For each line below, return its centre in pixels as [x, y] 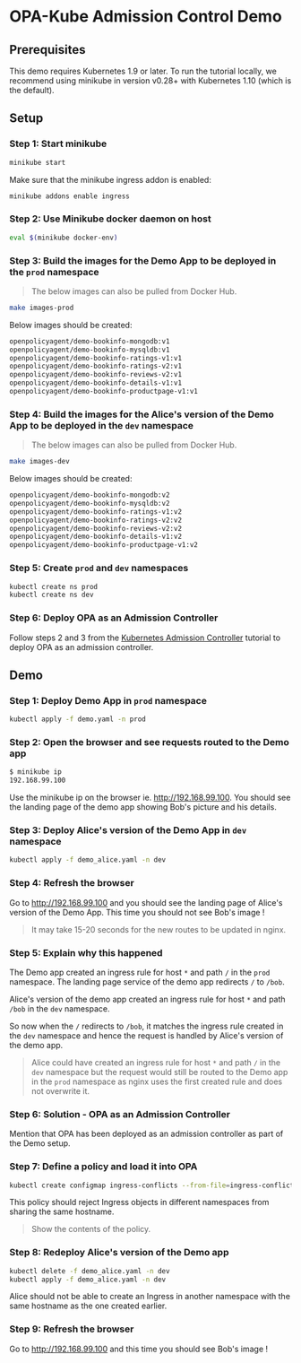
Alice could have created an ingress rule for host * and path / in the [155, 1062]
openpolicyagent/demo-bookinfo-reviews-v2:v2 [95, 528]
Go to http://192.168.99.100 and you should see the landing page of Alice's [146, 902]
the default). [32, 90]
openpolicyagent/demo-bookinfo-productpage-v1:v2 [104, 545]
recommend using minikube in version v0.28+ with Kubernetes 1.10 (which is [150, 81]
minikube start [38, 162]
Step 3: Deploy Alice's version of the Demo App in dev [128, 830]
